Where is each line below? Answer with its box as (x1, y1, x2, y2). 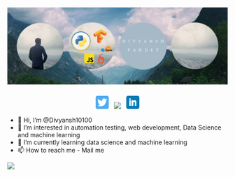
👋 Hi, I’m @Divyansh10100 (17, 116, 92, 125)
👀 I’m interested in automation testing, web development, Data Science (17, 123, 222, 132)
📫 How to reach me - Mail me (17, 146, 105, 155)
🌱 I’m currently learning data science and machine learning (17, 138, 187, 146)
